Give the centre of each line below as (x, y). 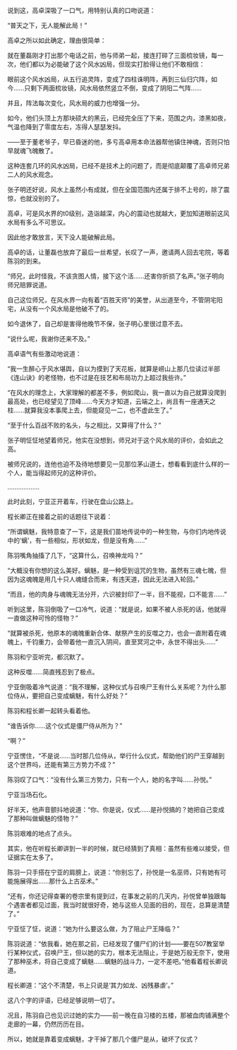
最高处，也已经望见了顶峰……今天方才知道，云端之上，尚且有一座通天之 (112, 401)
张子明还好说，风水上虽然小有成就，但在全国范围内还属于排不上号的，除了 (115, 190)
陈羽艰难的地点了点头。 (41, 833)
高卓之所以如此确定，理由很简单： (57, 40)
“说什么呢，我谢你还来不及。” (49, 339)
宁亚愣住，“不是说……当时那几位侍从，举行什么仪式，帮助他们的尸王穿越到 (116, 756)
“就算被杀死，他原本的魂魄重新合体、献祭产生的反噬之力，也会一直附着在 (114, 633)
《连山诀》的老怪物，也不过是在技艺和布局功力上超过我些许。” (97, 377)
